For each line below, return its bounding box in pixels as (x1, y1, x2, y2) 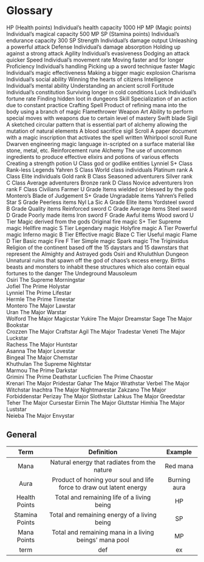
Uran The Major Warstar (6, 308, 67, 315)
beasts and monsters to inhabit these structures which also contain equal (6, 263, 189, 270)
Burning (168, 476, 191, 484)
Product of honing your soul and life (52, 476, 154, 484)
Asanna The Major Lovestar (6, 347, 76, 354)
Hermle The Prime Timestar (6, 295, 76, 303)
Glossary (6, 4, 53, 18)
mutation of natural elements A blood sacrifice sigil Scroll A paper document (6, 127, 197, 135)
